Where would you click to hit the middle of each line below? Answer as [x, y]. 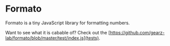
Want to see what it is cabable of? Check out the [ [58, 32]
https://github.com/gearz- [137, 32]
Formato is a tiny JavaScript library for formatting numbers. [68, 23]
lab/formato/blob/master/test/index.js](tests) [52, 38]
